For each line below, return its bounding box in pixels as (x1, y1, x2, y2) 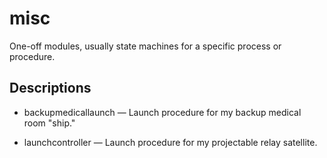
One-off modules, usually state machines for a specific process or (9, 40, 282, 52)
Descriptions (9, 80, 92, 97)
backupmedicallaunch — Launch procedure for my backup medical (23, 106, 302, 118)
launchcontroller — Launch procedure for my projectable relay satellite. (23, 136, 318, 148)
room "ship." (23, 117, 76, 129)
